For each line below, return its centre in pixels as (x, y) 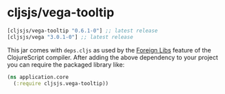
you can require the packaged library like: (66, 64)
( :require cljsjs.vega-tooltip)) (61, 83)
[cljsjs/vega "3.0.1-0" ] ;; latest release (70, 37)
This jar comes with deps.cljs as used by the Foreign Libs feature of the (109, 50)
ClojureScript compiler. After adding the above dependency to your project (113, 57)
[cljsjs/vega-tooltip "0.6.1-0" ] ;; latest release (82, 31)
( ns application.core (38, 77)
